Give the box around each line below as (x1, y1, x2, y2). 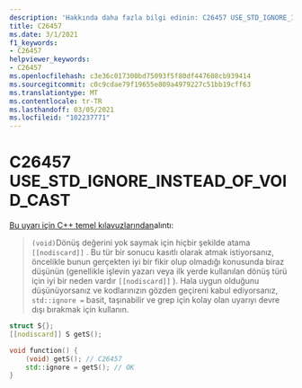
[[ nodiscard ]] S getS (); (9, 330, 102, 339)
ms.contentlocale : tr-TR (9, 96, 102, 106)
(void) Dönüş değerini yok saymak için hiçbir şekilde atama (31, 237, 251, 248)
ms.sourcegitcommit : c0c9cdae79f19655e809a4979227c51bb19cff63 (9, 80, 252, 89)
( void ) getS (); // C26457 (25, 354, 123, 364)
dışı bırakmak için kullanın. (31, 304, 129, 315)
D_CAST (9, 190, 71, 211)
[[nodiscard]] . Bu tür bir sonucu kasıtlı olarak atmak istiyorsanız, (31, 247, 274, 258)
